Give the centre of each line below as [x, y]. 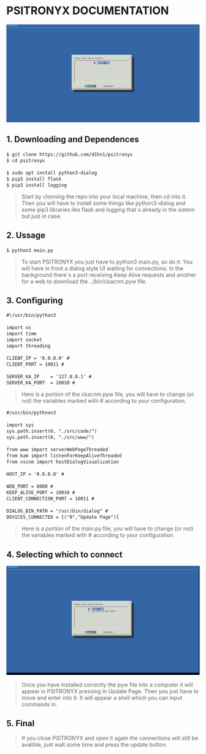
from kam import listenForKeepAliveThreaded [64, 456]
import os [19, 328]
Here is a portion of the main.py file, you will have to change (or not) [107, 529]
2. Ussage [26, 235]
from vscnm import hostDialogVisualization [63, 462]
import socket [25, 340]
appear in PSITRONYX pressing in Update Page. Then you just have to [110, 691]
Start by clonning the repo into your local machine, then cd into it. [104, 196]
